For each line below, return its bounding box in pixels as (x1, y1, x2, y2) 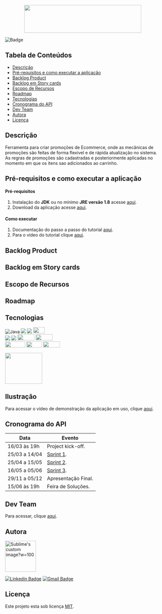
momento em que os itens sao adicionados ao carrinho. (5, 160, 118, 166)
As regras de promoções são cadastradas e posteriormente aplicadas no (5, 155, 153, 161)
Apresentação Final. (47, 475, 94, 482)
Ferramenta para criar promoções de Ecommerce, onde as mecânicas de (5, 144, 154, 150)
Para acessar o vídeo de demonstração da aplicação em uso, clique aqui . (5, 406, 154, 412)
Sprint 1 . (47, 451, 67, 458)
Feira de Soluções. (47, 483, 90, 490)
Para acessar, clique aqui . (5, 513, 58, 519)
